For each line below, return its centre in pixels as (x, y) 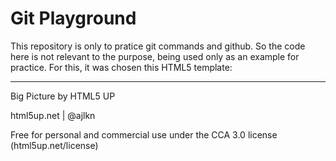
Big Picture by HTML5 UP (63, 96)
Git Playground (73, 18)
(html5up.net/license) (54, 145)
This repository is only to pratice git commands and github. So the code (158, 46)
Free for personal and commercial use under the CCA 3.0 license (144, 134)
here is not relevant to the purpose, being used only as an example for (155, 56)
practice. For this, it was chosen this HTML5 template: (121, 67)
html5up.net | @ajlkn (53, 115)
